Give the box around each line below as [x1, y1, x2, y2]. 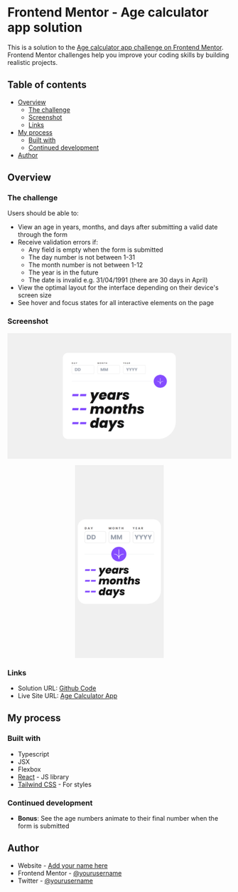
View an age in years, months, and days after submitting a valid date [17, 222, 218, 232]
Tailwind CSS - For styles [17, 780, 92, 789]
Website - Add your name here [17, 861, 108, 870]
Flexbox [17, 764, 41, 774]
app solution [7, 19, 83, 36]
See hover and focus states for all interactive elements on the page [17, 299, 215, 307]
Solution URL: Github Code [17, 684, 97, 692]
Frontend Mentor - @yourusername [17, 868, 122, 877]
